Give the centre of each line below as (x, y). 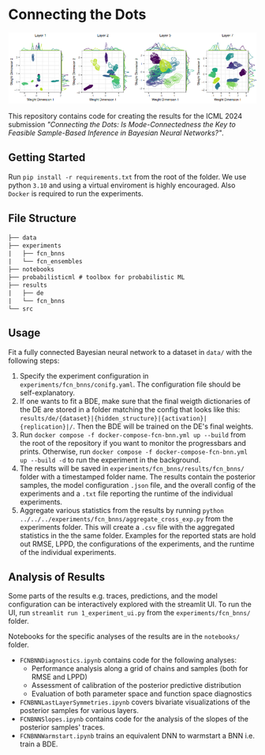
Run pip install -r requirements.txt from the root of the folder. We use (127, 176)
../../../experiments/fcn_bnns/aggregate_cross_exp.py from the (126, 519)
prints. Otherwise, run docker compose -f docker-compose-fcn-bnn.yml (134, 451)
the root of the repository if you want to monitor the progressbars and (133, 443)
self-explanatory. (47, 392)
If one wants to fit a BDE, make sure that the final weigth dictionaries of (135, 401)
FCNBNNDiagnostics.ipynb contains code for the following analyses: (128, 660)
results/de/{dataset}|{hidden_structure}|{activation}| (113, 418)
